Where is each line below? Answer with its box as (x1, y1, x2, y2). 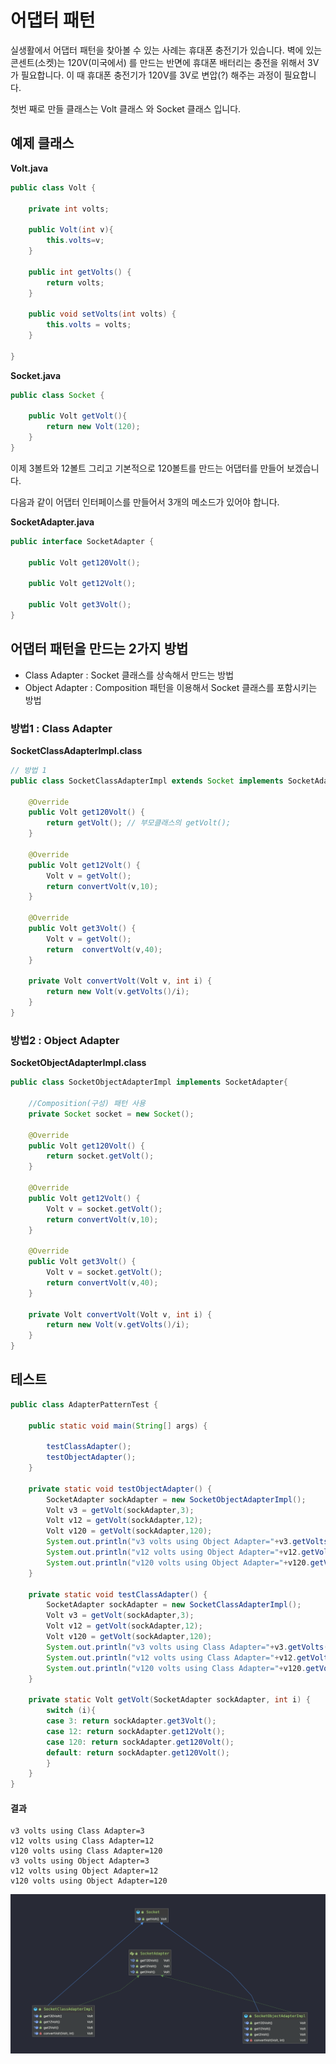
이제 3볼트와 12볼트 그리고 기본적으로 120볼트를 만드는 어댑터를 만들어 (10, 462, 285, 474)
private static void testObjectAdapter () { (28, 1484, 213, 1494)
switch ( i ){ (46, 1706, 97, 1716)
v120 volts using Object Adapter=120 (10, 1876, 168, 1886)
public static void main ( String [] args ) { (28, 1421, 208, 1431)
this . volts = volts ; (46, 320, 132, 330)
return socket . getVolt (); (46, 1151, 155, 1161)
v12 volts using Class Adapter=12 (10, 1836, 155, 1846)
